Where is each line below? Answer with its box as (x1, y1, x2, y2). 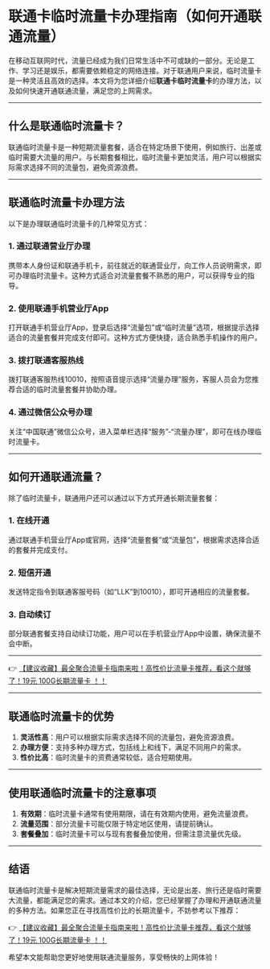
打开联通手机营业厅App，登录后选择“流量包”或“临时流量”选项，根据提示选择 (8, 323, 260, 333)
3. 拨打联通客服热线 (8, 355, 84, 366)
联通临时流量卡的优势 (8, 710, 114, 723)
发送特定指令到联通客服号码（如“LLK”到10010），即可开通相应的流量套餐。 (8, 587, 255, 597)
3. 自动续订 (8, 609, 51, 620)
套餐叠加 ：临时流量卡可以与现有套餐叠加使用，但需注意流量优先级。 (19, 829, 246, 839)
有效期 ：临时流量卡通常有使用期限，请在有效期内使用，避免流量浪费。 (19, 809, 253, 818)
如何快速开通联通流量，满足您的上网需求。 (14, 85, 157, 95)
